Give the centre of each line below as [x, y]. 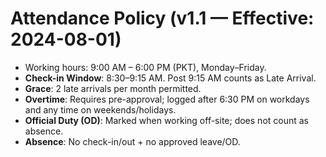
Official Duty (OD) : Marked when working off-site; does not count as [167, 120]
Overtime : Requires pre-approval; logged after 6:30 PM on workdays [167, 99]
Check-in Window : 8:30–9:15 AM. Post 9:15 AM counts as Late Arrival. [170, 78]
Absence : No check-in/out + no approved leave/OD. [132, 141]
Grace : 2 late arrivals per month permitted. [113, 88]
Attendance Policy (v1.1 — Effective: [162, 18]
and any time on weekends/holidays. [100, 109]
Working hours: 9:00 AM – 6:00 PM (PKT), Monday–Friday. [145, 67]
